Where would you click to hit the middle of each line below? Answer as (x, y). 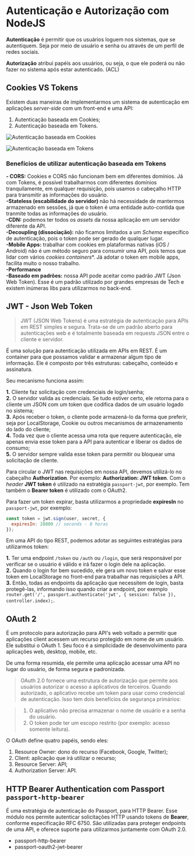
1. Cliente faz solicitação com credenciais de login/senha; (75, 392)
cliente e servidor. (42, 339)
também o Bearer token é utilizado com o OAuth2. (67, 490)
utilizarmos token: (27, 547)
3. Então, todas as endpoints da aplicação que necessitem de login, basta (95, 583)
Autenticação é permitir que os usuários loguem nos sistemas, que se (91, 39)
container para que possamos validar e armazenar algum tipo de (84, 357)
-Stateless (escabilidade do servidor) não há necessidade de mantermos (95, 201)
